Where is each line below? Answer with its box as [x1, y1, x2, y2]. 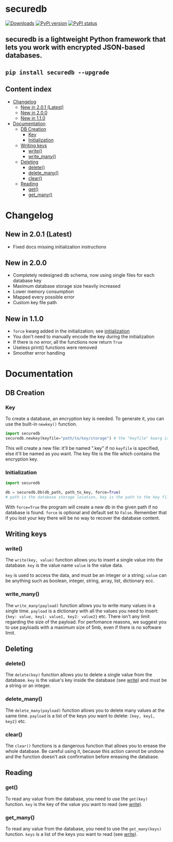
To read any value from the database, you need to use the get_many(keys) [5, 826, 162, 832]
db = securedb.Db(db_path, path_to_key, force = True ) [5, 489, 121, 495]
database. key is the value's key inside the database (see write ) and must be [5, 677, 167, 683]
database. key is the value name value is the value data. [5, 562, 124, 569]
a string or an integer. [5, 682, 51, 689]
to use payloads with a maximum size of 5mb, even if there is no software [5, 624, 162, 630]
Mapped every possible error [12, 294, 75, 300]
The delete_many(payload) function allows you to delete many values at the [5, 707, 165, 713]
